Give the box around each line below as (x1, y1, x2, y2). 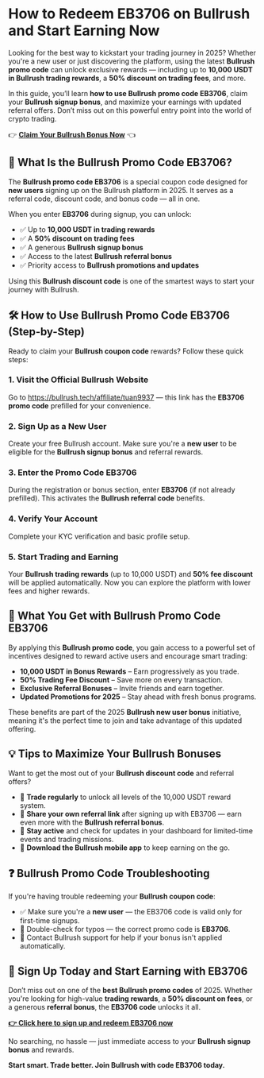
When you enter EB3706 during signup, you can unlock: (8, 209, 192, 218)
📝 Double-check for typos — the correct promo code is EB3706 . (19, 925, 231, 934)
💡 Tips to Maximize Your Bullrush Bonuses (8, 748, 222, 761)
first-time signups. (19, 916, 81, 925)
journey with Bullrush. (8, 284, 79, 294)
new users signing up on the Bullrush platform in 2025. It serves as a (8, 185, 234, 195)
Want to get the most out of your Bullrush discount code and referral (8, 768, 235, 778)
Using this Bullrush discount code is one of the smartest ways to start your (8, 276, 255, 286)
